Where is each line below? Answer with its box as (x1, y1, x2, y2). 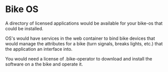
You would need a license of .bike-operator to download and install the (5, 55, 152, 61)
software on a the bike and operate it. (5, 61, 83, 67)
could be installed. (5, 25, 44, 31)
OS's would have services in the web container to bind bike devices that (5, 35, 155, 41)
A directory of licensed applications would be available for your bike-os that (5, 20, 163, 26)
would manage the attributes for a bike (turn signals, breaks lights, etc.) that (5, 40, 163, 46)
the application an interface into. (5, 46, 73, 52)
